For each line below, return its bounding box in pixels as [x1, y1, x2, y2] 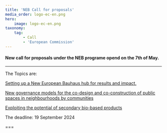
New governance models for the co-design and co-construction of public [5, 90, 156, 96]
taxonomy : [5, 26, 26, 31]
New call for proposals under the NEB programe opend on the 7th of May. [5, 55, 160, 61]
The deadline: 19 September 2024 [5, 114, 75, 120]
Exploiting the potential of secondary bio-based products [5, 105, 123, 111]
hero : [5, 16, 16, 21]
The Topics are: [5, 70, 37, 76]
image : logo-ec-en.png [14, 21, 61, 26]
